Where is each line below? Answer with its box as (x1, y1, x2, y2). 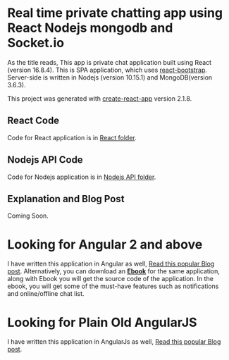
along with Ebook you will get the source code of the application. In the (7, 275, 213, 283)
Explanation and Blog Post (7, 192, 125, 205)
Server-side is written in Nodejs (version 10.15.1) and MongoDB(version (7, 73, 213, 82)
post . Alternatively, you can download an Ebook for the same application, (7, 267, 220, 275)
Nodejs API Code (7, 154, 83, 166)
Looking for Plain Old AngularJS (7, 314, 197, 330)
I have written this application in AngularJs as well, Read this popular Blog (7, 337, 221, 346)
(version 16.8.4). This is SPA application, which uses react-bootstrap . (7, 66, 208, 74)
